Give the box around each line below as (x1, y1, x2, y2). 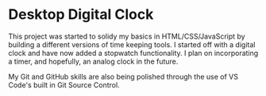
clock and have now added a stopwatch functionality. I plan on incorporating (8, 48, 259, 57)
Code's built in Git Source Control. (8, 80, 121, 90)
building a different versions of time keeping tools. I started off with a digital (8, 39, 256, 49)
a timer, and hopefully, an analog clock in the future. (8, 57, 179, 66)
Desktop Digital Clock (8, 6, 154, 24)
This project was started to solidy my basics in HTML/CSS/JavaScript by (8, 31, 245, 41)
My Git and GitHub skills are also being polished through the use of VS (8, 72, 238, 81)
